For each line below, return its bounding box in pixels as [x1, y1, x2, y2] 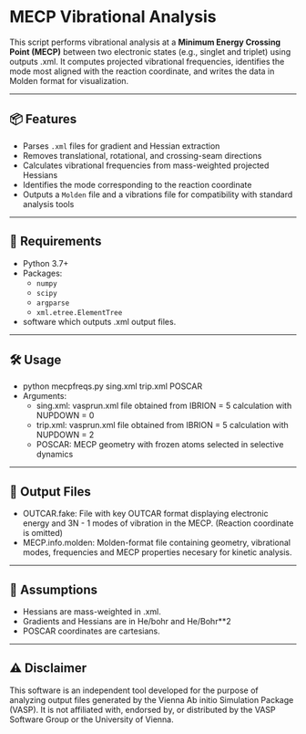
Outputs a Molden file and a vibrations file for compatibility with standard [22, 189, 293, 200]
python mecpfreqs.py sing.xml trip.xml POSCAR [22, 381, 203, 392]
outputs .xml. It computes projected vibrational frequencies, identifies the [9, 56, 285, 67]
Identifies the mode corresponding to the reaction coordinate [22, 179, 252, 190]
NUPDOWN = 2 [36, 429, 95, 440]
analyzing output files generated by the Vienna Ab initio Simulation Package [9, 694, 294, 705]
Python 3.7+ [22, 257, 69, 268]
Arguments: [22, 391, 66, 402]
